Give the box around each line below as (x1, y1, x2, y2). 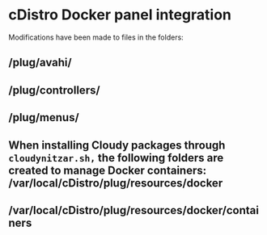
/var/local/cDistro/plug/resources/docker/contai (8, 204, 259, 217)
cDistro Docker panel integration (8, 6, 232, 24)
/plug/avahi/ (8, 56, 72, 69)
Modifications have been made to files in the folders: (8, 32, 184, 42)
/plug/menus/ (8, 111, 79, 124)
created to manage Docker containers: (8, 163, 207, 177)
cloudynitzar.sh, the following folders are (8, 151, 224, 165)
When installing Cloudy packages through (8, 138, 226, 152)
